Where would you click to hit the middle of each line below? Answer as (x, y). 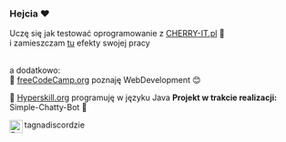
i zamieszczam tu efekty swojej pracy (80, 43)
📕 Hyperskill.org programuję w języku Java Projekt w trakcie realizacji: (143, 97)
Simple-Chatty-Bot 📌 (49, 107)
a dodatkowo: (35, 70)
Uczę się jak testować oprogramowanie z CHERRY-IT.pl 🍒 (117, 34)
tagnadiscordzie (54, 125)
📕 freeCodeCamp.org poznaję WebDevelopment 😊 (105, 80)
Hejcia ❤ (30, 14)
